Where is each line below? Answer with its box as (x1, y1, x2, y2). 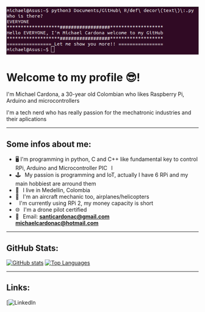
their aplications (6, 116, 47, 123)
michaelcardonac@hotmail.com (15, 220, 99, 227)
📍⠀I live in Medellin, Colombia (15, 187, 90, 194)
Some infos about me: (6, 139, 92, 149)
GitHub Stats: (6, 243, 59, 253)
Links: (6, 283, 31, 293)
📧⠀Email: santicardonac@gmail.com (15, 213, 110, 220)
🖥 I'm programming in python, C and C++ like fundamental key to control (15, 155, 198, 163)
